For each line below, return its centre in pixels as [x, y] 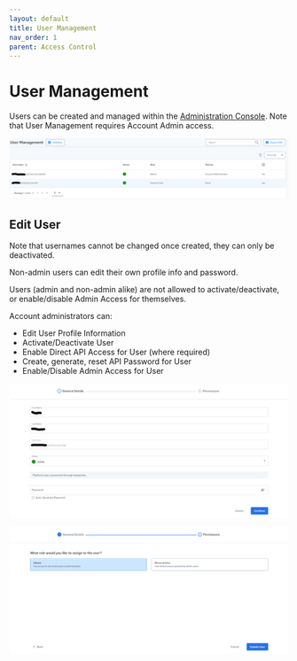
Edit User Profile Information [74, 333]
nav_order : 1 [33, 37]
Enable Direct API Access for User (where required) [116, 352]
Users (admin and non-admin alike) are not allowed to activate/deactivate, [145, 290]
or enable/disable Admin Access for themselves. [98, 299]
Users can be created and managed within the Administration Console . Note [148, 116]
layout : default [39, 19]
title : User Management [53, 28]
